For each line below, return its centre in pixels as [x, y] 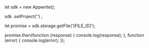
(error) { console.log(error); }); [35, 40]
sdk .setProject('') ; [24, 16]
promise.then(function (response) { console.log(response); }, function [74, 35]
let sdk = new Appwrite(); [30, 7]
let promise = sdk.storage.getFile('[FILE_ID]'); [50, 26]
